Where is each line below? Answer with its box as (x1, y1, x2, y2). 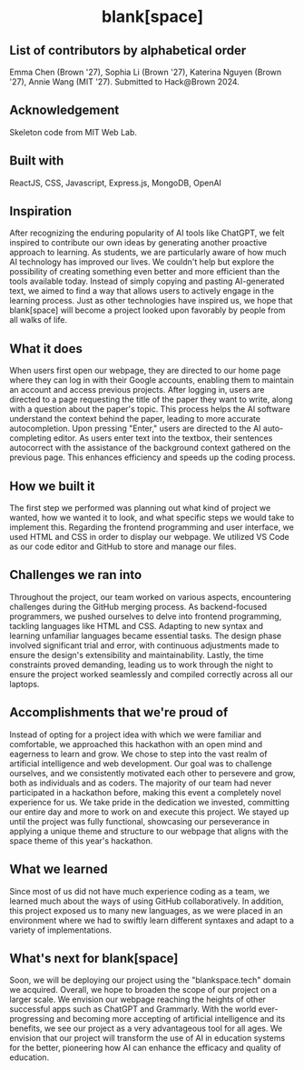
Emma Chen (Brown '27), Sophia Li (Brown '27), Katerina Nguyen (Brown (9, 66, 282, 77)
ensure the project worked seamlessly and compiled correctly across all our (9, 668, 293, 679)
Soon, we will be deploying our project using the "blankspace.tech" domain (9, 975, 291, 985)
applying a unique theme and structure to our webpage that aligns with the (9, 825, 289, 836)
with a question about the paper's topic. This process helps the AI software (9, 404, 290, 415)
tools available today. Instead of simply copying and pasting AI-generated (9, 275, 285, 287)
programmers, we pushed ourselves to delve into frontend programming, (9, 611, 282, 622)
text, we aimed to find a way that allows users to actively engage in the (9, 285, 275, 296)
